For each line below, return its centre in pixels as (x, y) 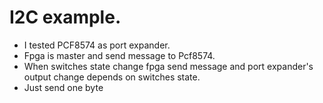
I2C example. (65, 17)
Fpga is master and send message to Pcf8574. (119, 55)
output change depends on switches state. (112, 77)
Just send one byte (63, 87)
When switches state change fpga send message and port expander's (168, 66)
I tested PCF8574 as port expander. (97, 45)
